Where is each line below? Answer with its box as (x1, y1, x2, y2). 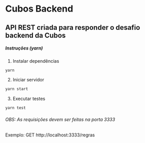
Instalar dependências (12, 58, 59, 64)
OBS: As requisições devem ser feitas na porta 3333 (5, 116, 116, 122)
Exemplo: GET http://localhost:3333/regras (5, 132, 95, 138)
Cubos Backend (5, 3, 74, 15)
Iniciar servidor (12, 77, 45, 83)
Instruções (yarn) (5, 45, 43, 51)
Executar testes (12, 96, 46, 102)
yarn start (5, 86, 28, 91)
